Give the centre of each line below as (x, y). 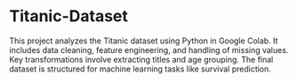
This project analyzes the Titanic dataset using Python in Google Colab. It (144, 41)
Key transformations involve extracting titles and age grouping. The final (141, 59)
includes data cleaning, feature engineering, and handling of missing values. (149, 49)
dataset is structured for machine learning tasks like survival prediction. (140, 69)
